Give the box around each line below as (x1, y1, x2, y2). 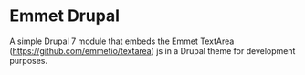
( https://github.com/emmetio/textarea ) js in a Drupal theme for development (9, 45, 296, 56)
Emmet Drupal (9, 5, 121, 27)
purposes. (9, 55, 48, 66)
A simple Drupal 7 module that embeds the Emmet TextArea (9, 36, 235, 47)
